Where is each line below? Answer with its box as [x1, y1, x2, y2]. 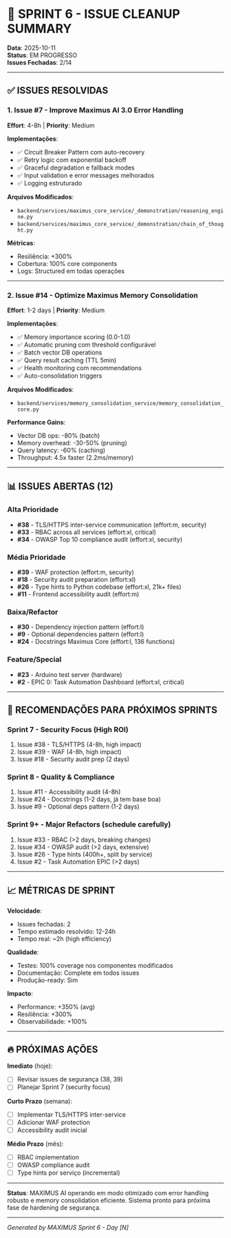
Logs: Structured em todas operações [16, 267, 125, 275]
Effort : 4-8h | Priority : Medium [7, 121, 95, 130]
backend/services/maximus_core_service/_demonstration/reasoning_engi [16, 207, 224, 214]
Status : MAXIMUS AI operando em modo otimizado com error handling [7, 1188, 209, 1197]
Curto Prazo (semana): [7, 1097, 72, 1105]
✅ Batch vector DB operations [16, 348, 102, 356]
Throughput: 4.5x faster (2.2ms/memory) [16, 453, 134, 461]
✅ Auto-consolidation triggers [16, 372, 102, 380]
